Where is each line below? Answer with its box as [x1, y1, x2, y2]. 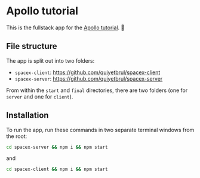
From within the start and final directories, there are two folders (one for [6, 87, 188, 94]
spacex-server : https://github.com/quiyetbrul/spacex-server [14, 75, 163, 82]
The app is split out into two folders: [6, 57, 95, 64]
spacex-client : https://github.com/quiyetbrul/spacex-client [14, 69, 161, 76]
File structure [6, 41, 57, 51]
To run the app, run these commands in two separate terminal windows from [6, 126, 195, 133]
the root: [6, 133, 27, 140]
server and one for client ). [6, 93, 73, 100]
